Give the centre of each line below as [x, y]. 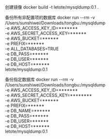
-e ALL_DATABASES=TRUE [32, 49]
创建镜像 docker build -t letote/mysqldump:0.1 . [52, 7]
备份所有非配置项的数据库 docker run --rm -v [50, 17]
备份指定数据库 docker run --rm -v [39, 79]
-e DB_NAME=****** [28, 111]
